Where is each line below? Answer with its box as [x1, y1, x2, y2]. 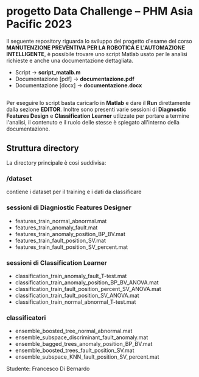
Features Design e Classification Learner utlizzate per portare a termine [6, 112, 190, 120]
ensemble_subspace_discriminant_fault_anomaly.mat [15, 334, 148, 341]
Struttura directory [6, 143, 79, 153]
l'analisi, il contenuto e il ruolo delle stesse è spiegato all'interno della [6, 119, 180, 126]
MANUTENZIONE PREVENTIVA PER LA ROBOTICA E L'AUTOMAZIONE [6, 44, 186, 51]
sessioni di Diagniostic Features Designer [6, 203, 132, 212]
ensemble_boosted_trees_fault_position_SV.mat [15, 346, 134, 354]
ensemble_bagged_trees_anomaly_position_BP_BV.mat [15, 340, 153, 348]
